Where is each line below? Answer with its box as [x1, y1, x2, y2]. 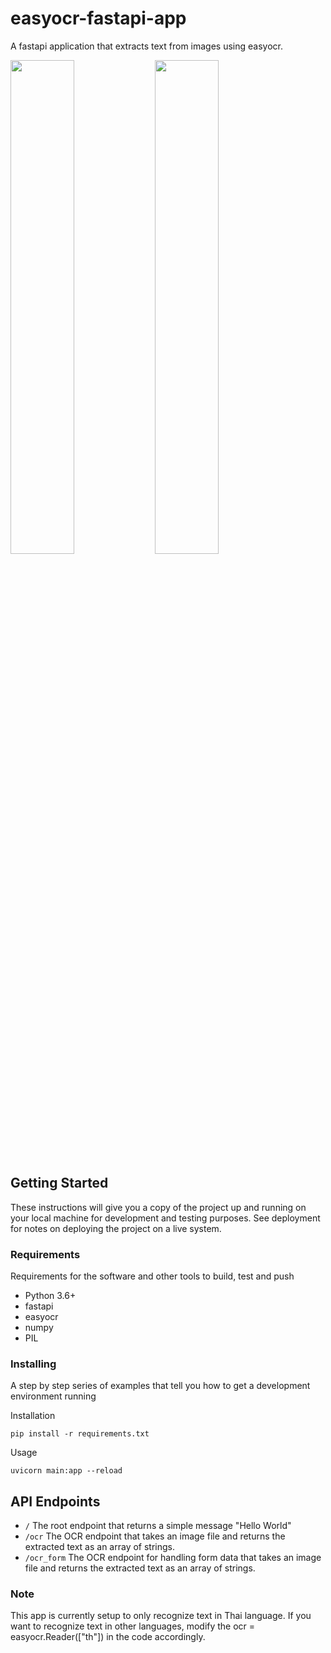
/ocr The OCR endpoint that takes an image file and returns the [24, 1530, 286, 1542]
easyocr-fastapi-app [10, 7, 187, 30]
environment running [10, 1390, 97, 1402]
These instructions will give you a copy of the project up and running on [10, 1201, 307, 1213]
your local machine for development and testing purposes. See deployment [10, 1212, 321, 1224]
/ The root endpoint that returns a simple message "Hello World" [24, 1520, 292, 1532]
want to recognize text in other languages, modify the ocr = [10, 1620, 256, 1632]
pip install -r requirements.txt [10, 1429, 150, 1439]
